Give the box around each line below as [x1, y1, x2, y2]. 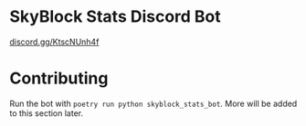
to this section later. [9, 107, 84, 119]
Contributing [9, 68, 109, 89]
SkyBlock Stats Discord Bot [9, 6, 221, 27]
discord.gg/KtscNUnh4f [9, 36, 100, 47]
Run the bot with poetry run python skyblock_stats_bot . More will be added [9, 98, 298, 109]
